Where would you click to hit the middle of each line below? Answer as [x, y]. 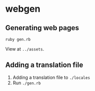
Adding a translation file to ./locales [51, 77]
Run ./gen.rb [27, 83]
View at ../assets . [25, 49]
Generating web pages [42, 28]
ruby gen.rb [18, 39]
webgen [23, 9]
